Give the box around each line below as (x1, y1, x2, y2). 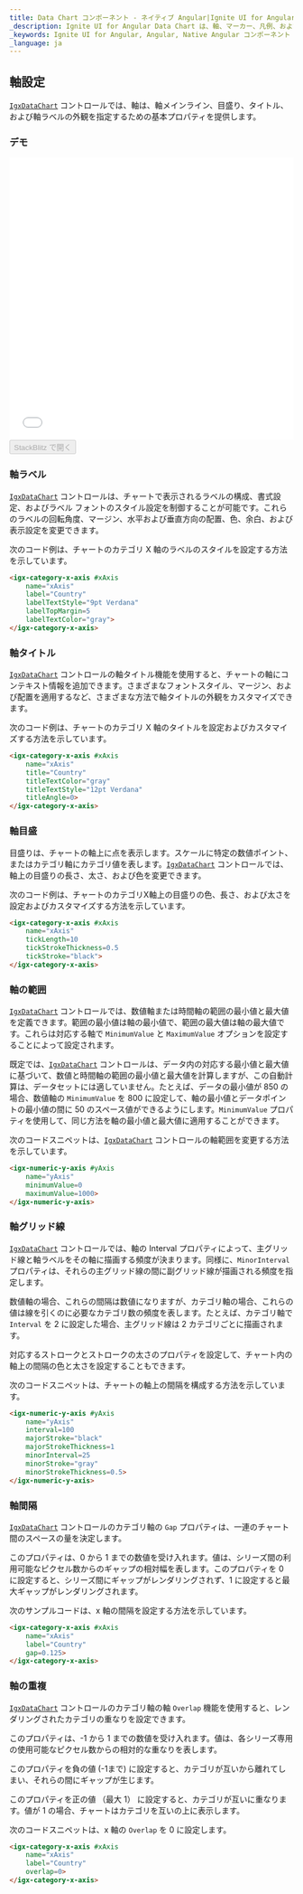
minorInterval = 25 (25, 1451, 91, 1460)
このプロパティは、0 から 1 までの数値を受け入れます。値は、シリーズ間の (9, 1551, 284, 1562)
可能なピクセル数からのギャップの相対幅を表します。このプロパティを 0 (16, 1563, 284, 1574)
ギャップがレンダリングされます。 (16, 1586, 143, 1597)
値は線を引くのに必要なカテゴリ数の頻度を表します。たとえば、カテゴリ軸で (9, 1307, 293, 1318)
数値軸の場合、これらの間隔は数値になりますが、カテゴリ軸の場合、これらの (9, 1296, 294, 1306)
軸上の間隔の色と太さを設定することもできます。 (9, 1360, 191, 1371)
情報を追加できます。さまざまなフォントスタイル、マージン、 (48, 680, 277, 692)
